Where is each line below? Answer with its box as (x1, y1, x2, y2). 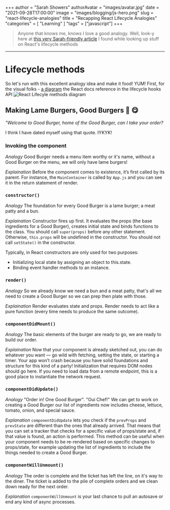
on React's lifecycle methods (17, 41, 78, 47)
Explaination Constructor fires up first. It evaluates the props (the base (5, 218, 153, 224)
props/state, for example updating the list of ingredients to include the (5, 444, 151, 451)
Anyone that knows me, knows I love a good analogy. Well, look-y (17, 31, 154, 36)
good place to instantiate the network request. (5, 373, 102, 379)
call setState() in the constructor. (5, 239, 76, 246)
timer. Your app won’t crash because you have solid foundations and (5, 357, 148, 363)
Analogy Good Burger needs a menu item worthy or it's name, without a (5, 154, 155, 160)
